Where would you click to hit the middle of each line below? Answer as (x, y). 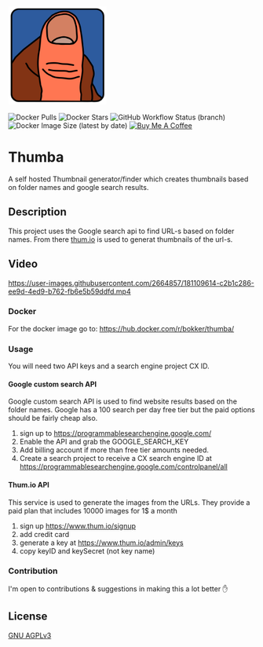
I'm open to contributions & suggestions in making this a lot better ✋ (119, 589)
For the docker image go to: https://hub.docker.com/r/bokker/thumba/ (121, 328)
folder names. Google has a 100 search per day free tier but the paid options (131, 410)
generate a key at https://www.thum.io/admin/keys (101, 543)
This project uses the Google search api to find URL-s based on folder (121, 231)
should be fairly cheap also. (53, 419)
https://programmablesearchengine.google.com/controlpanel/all (123, 467)
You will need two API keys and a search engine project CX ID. (109, 366)
